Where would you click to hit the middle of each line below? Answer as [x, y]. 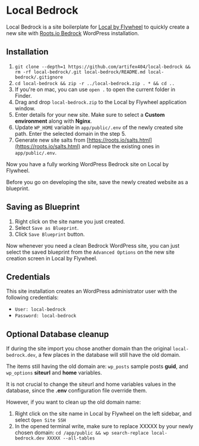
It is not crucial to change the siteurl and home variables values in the [91, 384]
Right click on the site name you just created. [70, 222]
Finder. [23, 95]
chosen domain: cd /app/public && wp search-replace [82, 433]
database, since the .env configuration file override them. [77, 391]
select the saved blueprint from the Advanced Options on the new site [91, 252]
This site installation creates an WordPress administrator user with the [91, 291]
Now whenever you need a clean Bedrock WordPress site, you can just [93, 245]
